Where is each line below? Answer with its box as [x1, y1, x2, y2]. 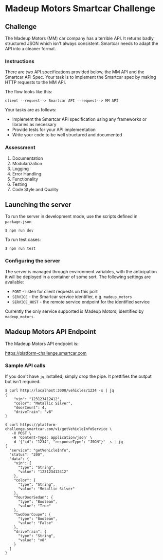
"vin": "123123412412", [14, 396, 62, 401]
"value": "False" [18, 520, 54, 525]
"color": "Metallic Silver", [14, 401, 73, 406]
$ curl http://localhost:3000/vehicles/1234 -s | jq [5, 388, 114, 393]
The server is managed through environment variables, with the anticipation [5, 268, 157, 274]
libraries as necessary [12, 122, 57, 128]
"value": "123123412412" [18, 469, 69, 474]
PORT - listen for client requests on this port [12, 288, 98, 294]
